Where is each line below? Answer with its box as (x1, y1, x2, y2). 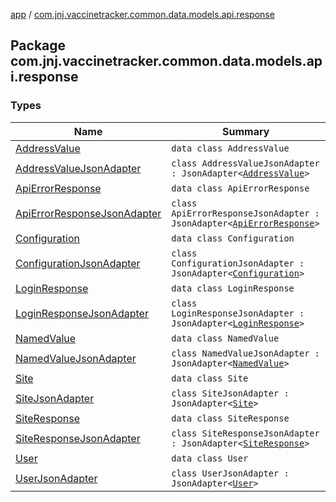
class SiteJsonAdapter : (171, 387, 290, 399)
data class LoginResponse (171, 282, 295, 294)
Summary (222, 124, 270, 138)
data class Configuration (171, 232, 295, 244)
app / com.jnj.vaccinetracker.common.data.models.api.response (10, 9, 275, 20)
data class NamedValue (171, 332, 280, 344)
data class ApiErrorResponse (171, 182, 310, 194)
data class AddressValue (171, 142, 290, 154)
